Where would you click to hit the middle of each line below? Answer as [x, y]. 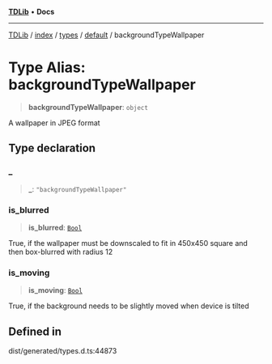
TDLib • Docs [32, 12]
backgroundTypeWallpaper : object [88, 107]
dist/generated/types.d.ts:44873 [63, 351]
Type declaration [52, 148]
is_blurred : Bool [55, 227]
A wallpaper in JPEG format [54, 123]
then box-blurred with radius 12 [61, 252]
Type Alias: [47, 68]
